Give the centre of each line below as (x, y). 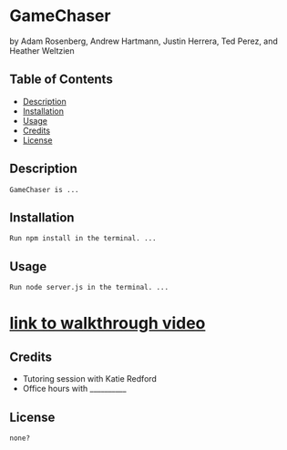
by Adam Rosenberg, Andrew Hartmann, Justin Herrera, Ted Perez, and (143, 41)
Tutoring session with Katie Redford (90, 379)
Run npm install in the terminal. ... (83, 239)
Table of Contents (61, 80)
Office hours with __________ (74, 389)
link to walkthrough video (108, 323)
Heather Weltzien (42, 50)
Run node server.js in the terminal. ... (89, 288)
